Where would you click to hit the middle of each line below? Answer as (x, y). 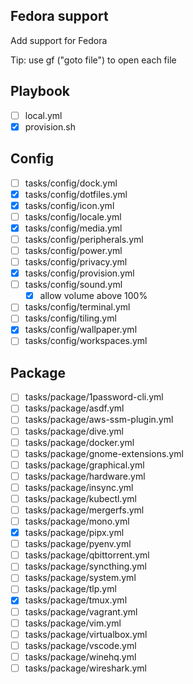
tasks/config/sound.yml (73, 285)
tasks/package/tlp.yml (70, 589)
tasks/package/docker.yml (79, 442)
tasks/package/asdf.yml (74, 408)
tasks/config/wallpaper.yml (81, 330)
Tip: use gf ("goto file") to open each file (93, 60)
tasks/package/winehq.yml (80, 656)
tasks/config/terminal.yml (77, 307)
